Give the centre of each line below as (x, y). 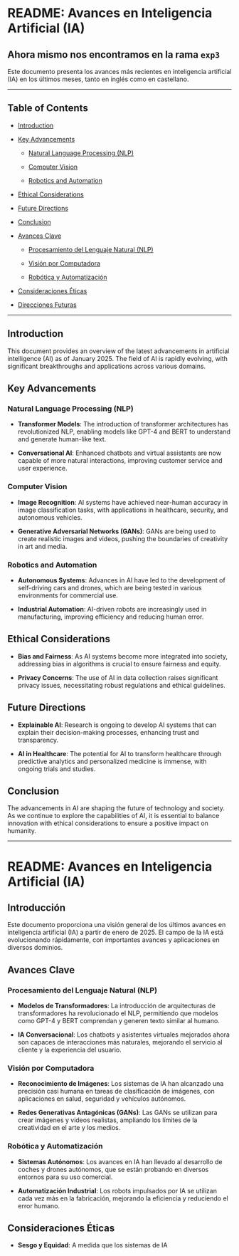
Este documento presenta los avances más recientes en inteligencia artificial (119, 72)
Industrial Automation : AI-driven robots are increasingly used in (112, 609)
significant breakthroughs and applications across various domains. (107, 366)
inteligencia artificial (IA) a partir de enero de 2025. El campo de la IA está (116, 932)
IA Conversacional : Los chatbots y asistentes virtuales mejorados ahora (123, 1035)
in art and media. (42, 546)
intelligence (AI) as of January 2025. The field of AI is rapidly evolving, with (117, 358)
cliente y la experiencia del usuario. (70, 1050)
